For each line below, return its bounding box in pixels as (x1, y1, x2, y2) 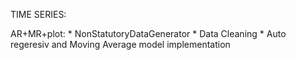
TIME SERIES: (10, 9, 67, 20)
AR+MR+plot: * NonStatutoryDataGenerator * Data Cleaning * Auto (10, 28, 287, 39)
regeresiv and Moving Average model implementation (10, 39, 231, 50)
